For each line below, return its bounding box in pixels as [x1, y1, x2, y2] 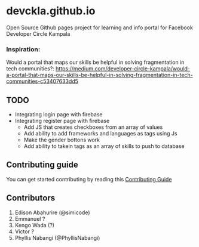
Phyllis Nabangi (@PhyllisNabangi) [14, 234, 100, 241]
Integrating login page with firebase [14, 111, 103, 118]
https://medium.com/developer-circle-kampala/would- [56, 65, 190, 72]
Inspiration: [6, 45, 41, 53]
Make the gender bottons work [23, 136, 100, 144]
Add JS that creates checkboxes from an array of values [23, 123, 163, 131]
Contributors [6, 193, 56, 203]
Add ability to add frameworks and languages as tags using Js [23, 130, 177, 137]
